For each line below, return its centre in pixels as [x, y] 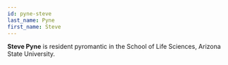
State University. [31, 54]
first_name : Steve [34, 27]
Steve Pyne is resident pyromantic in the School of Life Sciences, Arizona [114, 47]
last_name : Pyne [31, 20]
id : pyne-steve [30, 14]
